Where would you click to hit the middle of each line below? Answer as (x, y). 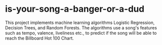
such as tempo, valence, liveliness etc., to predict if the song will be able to (81, 33)
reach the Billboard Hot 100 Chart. (40, 38)
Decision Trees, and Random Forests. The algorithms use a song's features (81, 27)
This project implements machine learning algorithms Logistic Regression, (80, 22)
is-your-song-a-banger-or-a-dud (75, 9)
